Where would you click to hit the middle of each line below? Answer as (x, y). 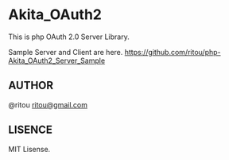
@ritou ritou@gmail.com (48, 104)
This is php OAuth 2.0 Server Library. (69, 37)
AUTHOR (31, 86)
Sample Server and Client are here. (66, 52)
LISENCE (31, 130)
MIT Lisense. (29, 149)
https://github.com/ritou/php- (173, 52)
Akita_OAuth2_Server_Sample (57, 60)
